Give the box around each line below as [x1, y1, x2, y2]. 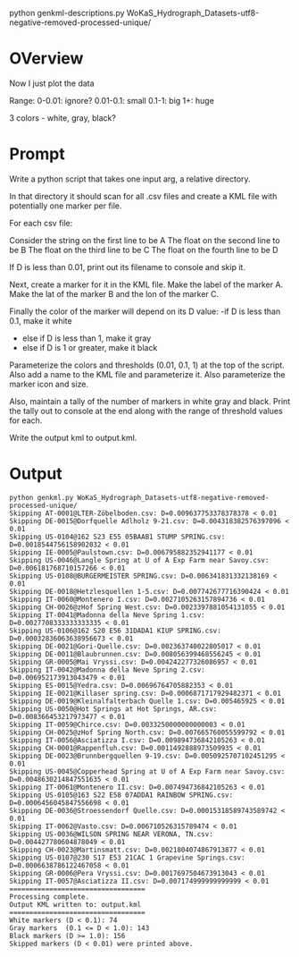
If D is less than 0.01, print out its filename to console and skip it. [9, 261, 245, 272]
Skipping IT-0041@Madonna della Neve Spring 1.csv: [9, 610, 205, 620]
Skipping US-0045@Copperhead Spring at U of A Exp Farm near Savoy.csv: [9, 766, 286, 776]
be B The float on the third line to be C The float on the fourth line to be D [9, 244, 278, 255]
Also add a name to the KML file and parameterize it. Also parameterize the [9, 368, 286, 379]
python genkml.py [9, 493, 74, 502]
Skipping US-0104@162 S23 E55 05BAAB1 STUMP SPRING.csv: [9, 532, 226, 541]
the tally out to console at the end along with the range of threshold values [9, 405, 283, 416]
